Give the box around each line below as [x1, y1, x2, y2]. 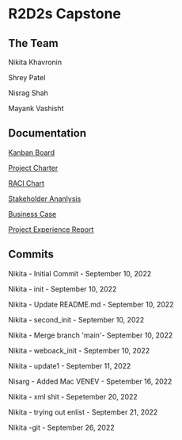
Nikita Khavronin [8, 57, 63, 67]
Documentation [8, 126, 87, 140]
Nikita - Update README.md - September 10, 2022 [8, 299, 174, 309]
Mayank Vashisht [8, 104, 64, 113]
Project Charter [8, 163, 59, 172]
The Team [8, 37, 59, 50]
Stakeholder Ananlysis [8, 194, 82, 203]
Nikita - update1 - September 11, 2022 [8, 361, 131, 370]
